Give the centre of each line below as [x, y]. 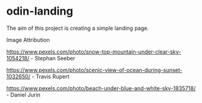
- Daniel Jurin [23, 94]
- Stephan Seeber [52, 58]
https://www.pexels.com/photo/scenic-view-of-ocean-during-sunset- [95, 70]
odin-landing [40, 11]
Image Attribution [28, 40]
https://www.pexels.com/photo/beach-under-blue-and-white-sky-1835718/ [101, 88]
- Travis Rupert [50, 76]
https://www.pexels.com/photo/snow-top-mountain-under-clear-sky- [94, 51]
